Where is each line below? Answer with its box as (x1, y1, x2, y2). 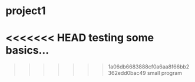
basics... (5, 44, 49, 57)
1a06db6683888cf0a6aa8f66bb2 (108, 63, 190, 70)
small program (147, 70, 183, 77)
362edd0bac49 (108, 70, 146, 77)
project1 (5, 4, 46, 18)
